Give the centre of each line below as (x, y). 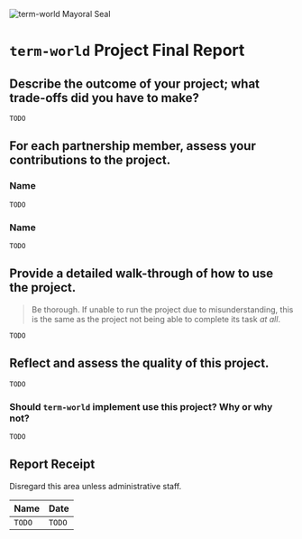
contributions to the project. (90, 160)
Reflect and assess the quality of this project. (139, 363)
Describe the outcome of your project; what (134, 84)
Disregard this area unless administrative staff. (96, 486)
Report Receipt (52, 465)
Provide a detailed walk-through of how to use (142, 274)
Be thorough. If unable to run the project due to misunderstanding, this (162, 309)
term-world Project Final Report (127, 51)
